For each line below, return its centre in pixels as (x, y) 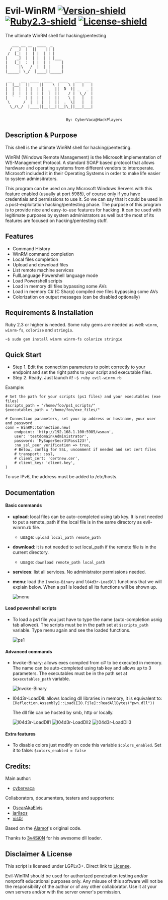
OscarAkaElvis (27, 808)
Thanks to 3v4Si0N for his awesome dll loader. (54, 838)
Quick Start (23, 355)
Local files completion (35, 259)
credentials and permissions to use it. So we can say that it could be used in (84, 199)
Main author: (18, 778)
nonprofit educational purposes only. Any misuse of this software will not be (84, 881)
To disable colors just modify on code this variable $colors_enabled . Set (87, 745)
